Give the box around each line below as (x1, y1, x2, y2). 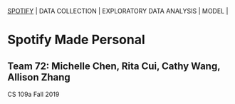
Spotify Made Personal (7, 32, 146, 48)
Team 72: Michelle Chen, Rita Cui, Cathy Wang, (7, 60, 221, 72)
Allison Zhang (7, 71, 70, 83)
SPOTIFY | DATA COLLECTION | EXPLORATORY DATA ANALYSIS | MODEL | (7, 7, 229, 15)
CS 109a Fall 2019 (7, 90, 60, 98)
